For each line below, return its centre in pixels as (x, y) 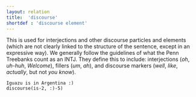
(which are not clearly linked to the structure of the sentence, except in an (98, 46)
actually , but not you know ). (41, 72)
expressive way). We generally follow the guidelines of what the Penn (93, 53)
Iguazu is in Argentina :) (40, 83)
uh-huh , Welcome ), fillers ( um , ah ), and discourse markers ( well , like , (92, 66)
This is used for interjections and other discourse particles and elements (96, 40)
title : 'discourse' (32, 17)
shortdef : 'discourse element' (47, 23)
